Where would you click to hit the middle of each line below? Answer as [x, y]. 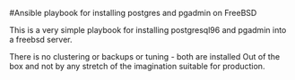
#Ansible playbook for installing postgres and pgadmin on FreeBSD [133, 13]
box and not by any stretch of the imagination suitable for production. [137, 66]
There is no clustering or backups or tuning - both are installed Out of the [145, 56]
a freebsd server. [41, 40]
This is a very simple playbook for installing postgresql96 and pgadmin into [148, 30]
